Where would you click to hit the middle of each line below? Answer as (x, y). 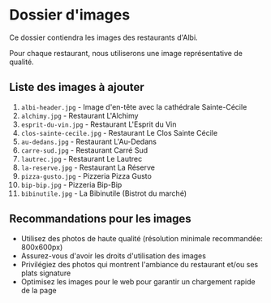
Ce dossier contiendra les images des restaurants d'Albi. (103, 37)
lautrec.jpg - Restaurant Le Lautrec (82, 158)
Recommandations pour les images (100, 219)
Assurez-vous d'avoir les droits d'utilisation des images (113, 255)
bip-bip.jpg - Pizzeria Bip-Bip (71, 184)
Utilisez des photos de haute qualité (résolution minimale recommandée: (142, 238)
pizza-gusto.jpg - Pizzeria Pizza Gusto (86, 175)
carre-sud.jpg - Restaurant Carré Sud (84, 150)
